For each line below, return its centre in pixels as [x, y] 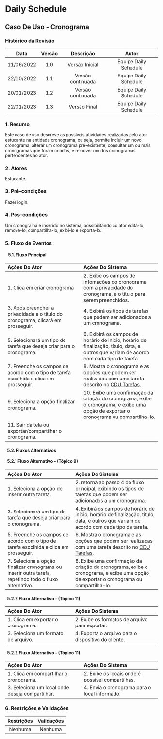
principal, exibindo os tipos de [109, 488]
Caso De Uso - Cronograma [47, 27]
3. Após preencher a [31, 308]
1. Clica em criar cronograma [41, 288]
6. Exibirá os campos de [111, 334]
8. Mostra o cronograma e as [116, 366]
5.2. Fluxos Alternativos [32, 450]
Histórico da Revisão [30, 41]
